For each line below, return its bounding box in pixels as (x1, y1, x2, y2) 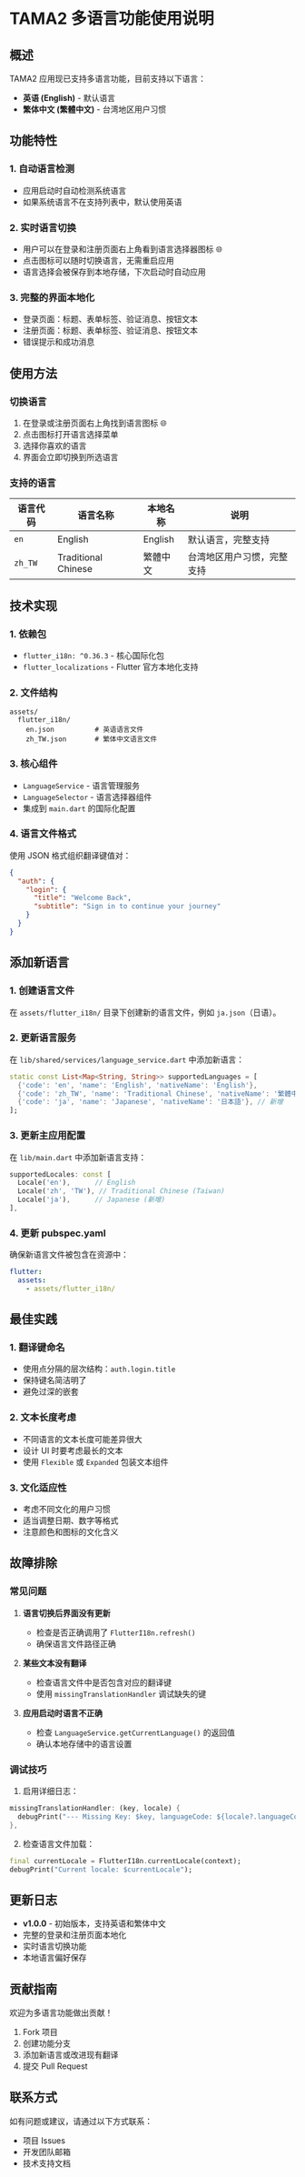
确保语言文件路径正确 (35, 1638, 116, 1649)
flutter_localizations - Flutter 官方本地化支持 (22, 661, 199, 672)
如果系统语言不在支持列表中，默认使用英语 (22, 196, 182, 207)
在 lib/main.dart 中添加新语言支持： (9, 1151, 147, 1162)
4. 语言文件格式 (9, 828, 77, 840)
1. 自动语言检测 (9, 163, 75, 176)
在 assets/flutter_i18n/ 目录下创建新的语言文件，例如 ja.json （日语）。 (9, 1007, 281, 1018)
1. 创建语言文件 (9, 984, 75, 997)
